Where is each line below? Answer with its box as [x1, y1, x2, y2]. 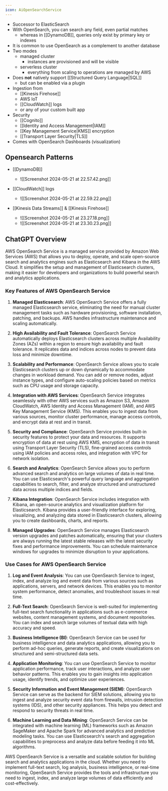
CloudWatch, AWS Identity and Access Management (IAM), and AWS [12, 403, 155, 409]
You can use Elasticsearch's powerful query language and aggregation [12, 476, 159, 482]
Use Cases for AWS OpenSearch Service [5, 561, 106, 568]
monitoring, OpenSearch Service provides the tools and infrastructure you [5, 769, 158, 775]
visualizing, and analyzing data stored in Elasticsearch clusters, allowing [12, 512, 162, 518]
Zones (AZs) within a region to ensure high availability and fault [12, 341, 143, 347]
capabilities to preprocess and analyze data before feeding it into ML [12, 738, 155, 744]
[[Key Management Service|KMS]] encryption [20, 128, 114, 134]
